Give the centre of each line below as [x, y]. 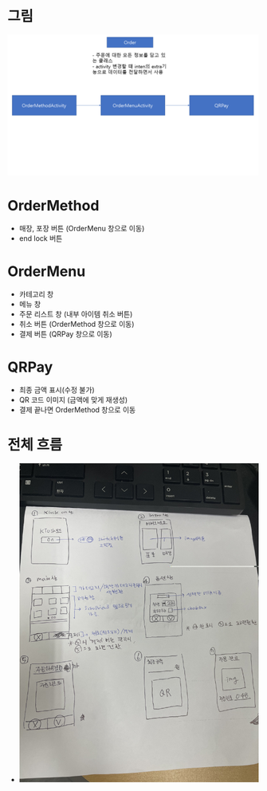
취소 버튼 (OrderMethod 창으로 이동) [77, 325]
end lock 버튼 [41, 238]
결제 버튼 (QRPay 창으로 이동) [65, 334]
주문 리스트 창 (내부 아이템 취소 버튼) [76, 314]
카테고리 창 [36, 294]
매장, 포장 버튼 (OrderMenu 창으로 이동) [82, 229]
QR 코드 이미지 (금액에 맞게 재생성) [73, 400]
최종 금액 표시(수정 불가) [57, 390]
